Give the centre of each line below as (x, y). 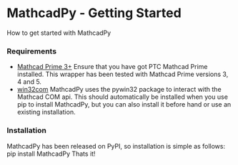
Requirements (32, 51)
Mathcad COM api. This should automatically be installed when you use (122, 97)
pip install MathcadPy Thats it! (51, 154)
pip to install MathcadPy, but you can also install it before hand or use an (124, 105)
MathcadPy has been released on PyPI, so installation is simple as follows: (116, 146)
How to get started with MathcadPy (59, 33)
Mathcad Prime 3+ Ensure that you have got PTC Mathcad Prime (112, 67)
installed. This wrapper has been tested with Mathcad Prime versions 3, (123, 74)
